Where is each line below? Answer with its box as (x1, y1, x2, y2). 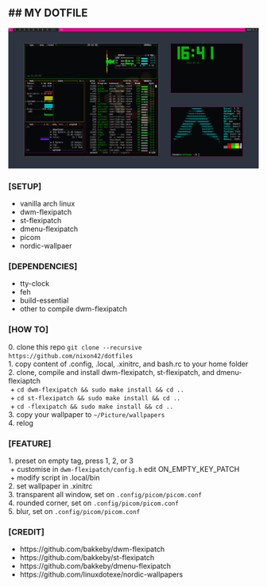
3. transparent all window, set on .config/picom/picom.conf (8, 490, 203, 499)
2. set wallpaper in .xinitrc (8, 481, 93, 491)
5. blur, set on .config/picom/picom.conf (8, 507, 141, 516)
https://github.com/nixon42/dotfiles (8, 352, 133, 360)
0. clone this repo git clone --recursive (8, 342, 142, 352)
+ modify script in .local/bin (10, 473, 101, 482)
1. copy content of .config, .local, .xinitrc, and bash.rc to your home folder (8, 359, 249, 369)
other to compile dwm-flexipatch (19, 304, 127, 314)
